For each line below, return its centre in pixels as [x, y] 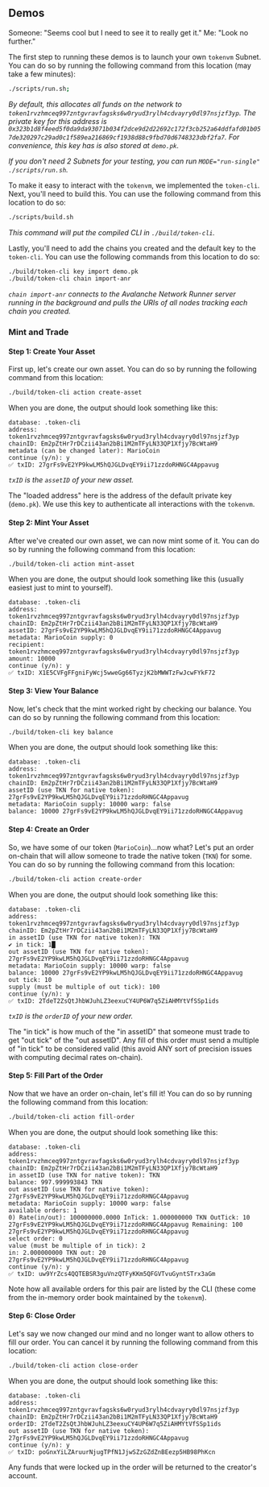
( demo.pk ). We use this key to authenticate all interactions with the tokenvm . [132, 504]
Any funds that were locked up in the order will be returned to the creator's [132, 1467]
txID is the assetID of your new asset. [71, 480]
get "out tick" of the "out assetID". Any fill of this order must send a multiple [134, 1040]
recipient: [27, 645]
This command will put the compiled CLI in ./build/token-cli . [112, 232]
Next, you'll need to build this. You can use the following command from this [135, 193]
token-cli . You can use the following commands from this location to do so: [134, 256]
